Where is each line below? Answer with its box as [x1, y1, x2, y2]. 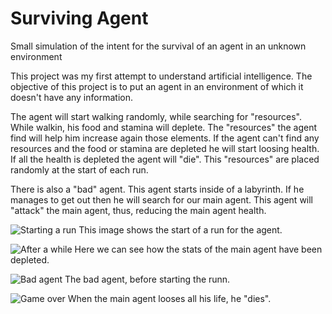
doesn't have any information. [10, 91, 133, 103]
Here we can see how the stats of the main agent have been [74, 243, 323, 255]
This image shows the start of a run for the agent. [78, 223, 283, 236]
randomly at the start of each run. [10, 163, 149, 176]
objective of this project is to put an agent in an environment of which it [10, 80, 304, 92]
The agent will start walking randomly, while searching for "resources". [10, 110, 302, 122]
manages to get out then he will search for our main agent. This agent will [10, 193, 314, 206]
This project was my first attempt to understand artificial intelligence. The [10, 70, 313, 82]
